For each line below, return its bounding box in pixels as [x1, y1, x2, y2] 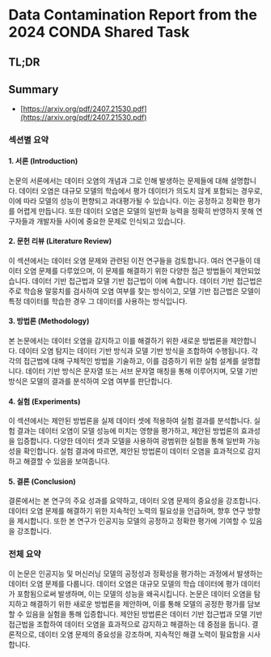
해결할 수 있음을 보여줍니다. [23, 456, 111, 467]
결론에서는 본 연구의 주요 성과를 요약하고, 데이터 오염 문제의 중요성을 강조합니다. [8, 496, 261, 506]
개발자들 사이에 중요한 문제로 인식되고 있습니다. [36, 216, 186, 226]
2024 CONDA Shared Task [8, 23, 190, 41]
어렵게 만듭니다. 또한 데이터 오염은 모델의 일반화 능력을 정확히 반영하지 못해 [16, 206, 255, 215]
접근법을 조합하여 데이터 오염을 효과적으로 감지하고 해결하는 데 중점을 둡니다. [8, 619, 251, 629]
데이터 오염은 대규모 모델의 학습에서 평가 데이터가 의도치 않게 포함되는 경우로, [19, 186, 263, 195]
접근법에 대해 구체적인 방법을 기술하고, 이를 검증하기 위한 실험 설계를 [23, 356, 239, 365]
